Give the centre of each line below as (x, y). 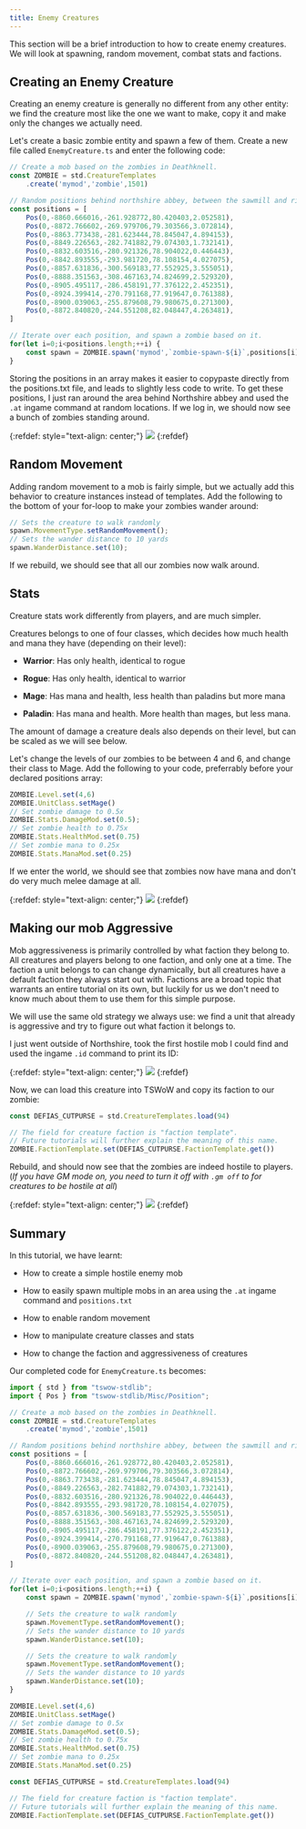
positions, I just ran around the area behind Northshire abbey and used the (149, 398)
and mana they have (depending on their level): (98, 643)
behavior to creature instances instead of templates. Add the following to (146, 496)
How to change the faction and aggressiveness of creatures (135, 1353)
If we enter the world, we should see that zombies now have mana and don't (153, 871)
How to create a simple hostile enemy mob (103, 1273)
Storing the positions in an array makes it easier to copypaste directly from (149, 378)
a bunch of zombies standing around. (80, 417)
